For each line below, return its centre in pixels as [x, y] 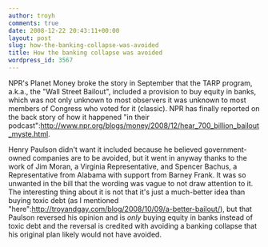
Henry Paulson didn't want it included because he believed [105, 149]
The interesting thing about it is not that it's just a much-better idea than [127, 192]
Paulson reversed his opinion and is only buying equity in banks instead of [131, 217]
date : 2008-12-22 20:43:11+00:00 [64, 30]
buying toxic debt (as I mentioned [64, 200]
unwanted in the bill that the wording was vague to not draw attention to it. [131, 183]
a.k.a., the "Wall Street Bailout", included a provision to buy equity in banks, [132, 91]
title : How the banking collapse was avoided [85, 53]
